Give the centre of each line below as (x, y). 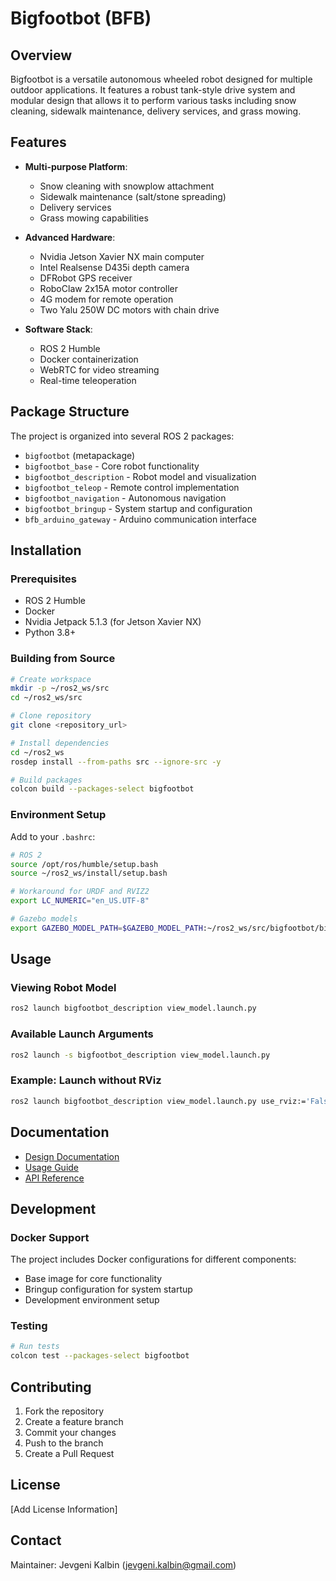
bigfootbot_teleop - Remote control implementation (132, 487)
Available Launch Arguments (82, 1034)
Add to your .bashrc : (53, 836)
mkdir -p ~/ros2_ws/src (60, 688)
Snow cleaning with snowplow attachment (127, 186)
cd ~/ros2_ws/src (46, 698)
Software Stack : (58, 329)
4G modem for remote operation (106, 299)
